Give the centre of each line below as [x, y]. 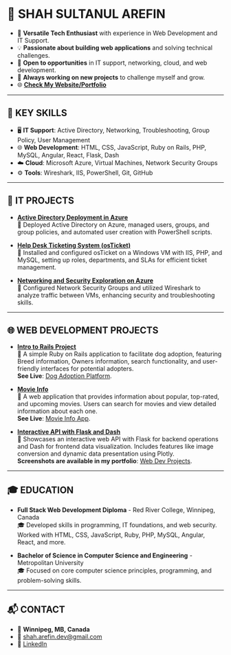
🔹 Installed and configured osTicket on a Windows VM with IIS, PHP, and [120, 252]
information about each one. [57, 411]
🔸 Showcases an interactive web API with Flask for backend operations [118, 439]
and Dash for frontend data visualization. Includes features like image [115, 447]
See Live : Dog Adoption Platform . [64, 376]
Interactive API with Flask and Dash [69, 432]
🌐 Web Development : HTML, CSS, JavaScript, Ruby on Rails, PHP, [112, 147]
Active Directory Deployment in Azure [73, 217]
